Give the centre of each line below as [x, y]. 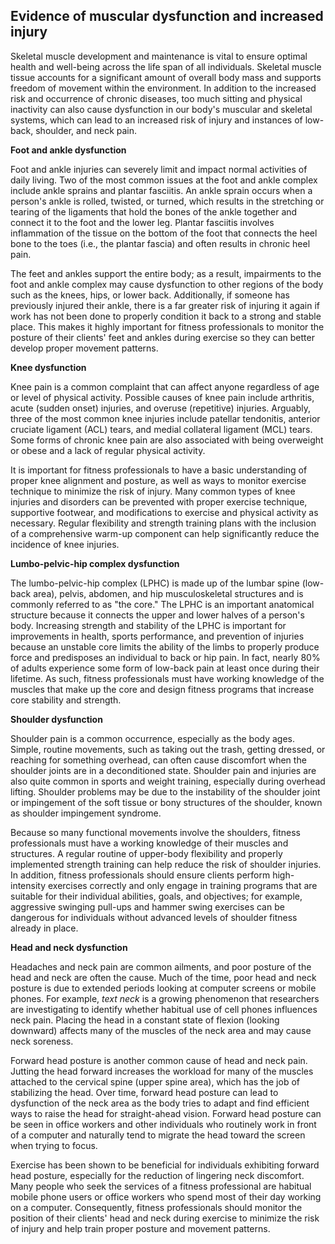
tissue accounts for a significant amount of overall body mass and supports [166, 77]
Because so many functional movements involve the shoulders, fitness [155, 832]
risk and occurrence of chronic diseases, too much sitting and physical [156, 98]
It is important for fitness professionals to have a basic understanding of [159, 470]
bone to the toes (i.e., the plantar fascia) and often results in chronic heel [160, 243]
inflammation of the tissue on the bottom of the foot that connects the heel [164, 233]
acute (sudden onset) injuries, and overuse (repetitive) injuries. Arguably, [161, 408]
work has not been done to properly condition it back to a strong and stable [166, 316]
